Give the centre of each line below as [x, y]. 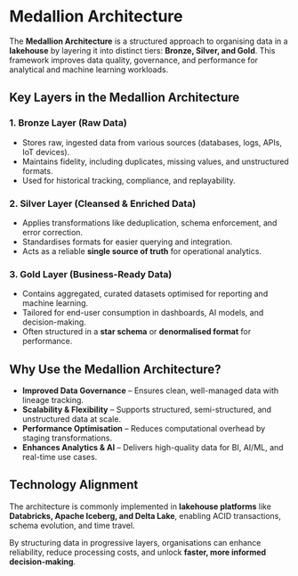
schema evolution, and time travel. [72, 525]
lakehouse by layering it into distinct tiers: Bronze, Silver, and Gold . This [142, 50]
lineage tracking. [53, 400]
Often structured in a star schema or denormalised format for [137, 332]
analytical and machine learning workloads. [89, 70]
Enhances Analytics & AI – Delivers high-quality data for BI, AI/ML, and [153, 448]
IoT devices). [46, 152]
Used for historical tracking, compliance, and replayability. [129, 180]
